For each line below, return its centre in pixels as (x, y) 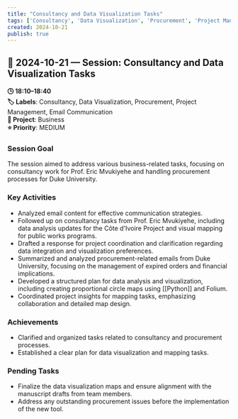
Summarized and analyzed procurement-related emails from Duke (114, 258)
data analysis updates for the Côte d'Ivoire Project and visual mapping (120, 228)
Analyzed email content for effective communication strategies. (110, 213)
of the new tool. (40, 409)
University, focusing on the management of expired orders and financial (123, 266)
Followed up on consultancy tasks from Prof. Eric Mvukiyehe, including (121, 220)
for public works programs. (57, 236)
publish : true (28, 34)
